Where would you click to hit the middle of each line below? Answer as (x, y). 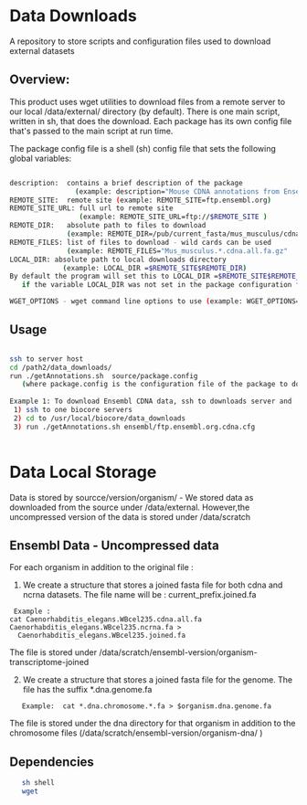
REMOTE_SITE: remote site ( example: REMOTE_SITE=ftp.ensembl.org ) (141, 200)
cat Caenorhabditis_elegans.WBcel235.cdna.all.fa (106, 620)
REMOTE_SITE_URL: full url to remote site (91, 208)
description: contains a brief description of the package (127, 183)
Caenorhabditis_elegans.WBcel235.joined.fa (101, 636)
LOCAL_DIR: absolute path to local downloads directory (118, 260)
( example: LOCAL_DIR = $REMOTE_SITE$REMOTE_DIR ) (155, 268)
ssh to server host (47, 359)
